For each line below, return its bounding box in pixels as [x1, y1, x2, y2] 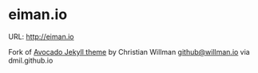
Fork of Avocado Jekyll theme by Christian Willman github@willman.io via [8, 47, 250, 56]
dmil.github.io [8, 56, 54, 65]
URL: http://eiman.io [8, 32, 74, 41]
